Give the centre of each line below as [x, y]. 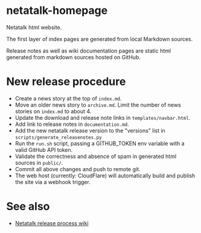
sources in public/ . [39, 162]
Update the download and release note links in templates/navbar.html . [103, 117]
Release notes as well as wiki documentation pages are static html [88, 51]
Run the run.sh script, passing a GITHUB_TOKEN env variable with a [100, 143]
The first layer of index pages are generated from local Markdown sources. [100, 39]
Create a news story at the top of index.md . [68, 98]
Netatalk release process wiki [52, 223]
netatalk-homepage [57, 11]
